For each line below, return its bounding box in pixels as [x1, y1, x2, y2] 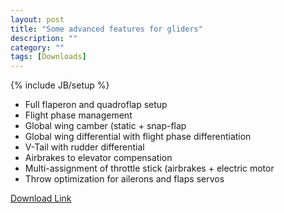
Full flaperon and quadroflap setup [24, 99, 168, 111]
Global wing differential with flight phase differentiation [24, 131, 252, 143]
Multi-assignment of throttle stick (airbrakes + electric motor [24, 162, 275, 175]
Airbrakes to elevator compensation [24, 152, 173, 164]
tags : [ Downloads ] [10, 52, 87, 62]
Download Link [10, 192, 72, 205]
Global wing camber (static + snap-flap [24, 120, 187, 132]
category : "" [10, 42, 65, 53]
